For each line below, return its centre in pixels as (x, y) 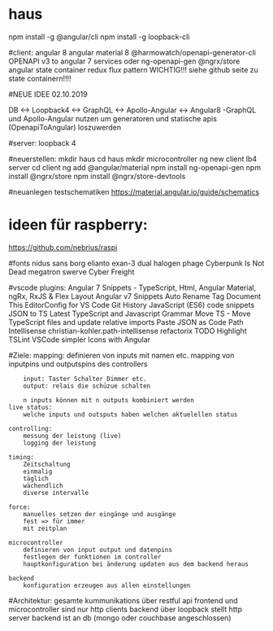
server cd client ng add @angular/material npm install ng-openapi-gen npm (135, 167)
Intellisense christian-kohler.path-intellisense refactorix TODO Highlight (128, 331)
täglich (36, 478)
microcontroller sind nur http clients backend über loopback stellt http (125, 609)
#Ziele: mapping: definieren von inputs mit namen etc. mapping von (121, 355)
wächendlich (43, 485)
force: (19, 507)
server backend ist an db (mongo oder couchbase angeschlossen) (120, 618)
